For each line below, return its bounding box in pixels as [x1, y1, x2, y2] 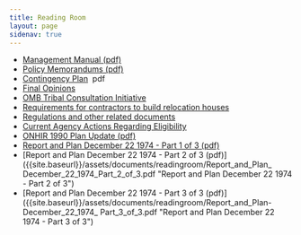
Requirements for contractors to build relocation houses [22, 102, 230, 113]
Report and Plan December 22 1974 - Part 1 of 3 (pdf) [22, 140, 220, 151]
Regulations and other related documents [22, 111, 176, 122]
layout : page [9, 22, 58, 30]
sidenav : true [9, 30, 63, 39]
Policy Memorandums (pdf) [22, 64, 124, 74]
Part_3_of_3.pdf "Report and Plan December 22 [100, 207, 276, 218]
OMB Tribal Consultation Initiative [22, 92, 146, 103]
